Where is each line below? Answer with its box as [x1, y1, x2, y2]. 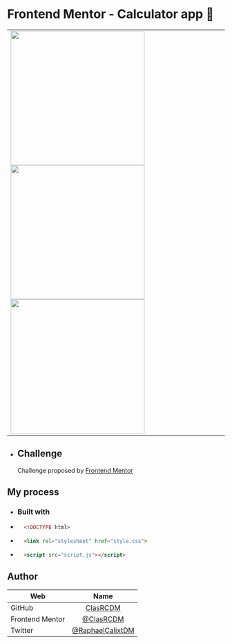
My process [7, 486, 59, 498]
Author [7, 571, 38, 582]
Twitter [10, 625, 33, 635]
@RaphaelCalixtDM [71, 625, 135, 635]
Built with [17, 507, 50, 517]
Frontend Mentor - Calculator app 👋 [7, 6, 214, 22]
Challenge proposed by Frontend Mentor [17, 466, 133, 474]
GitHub [10, 602, 34, 612]
